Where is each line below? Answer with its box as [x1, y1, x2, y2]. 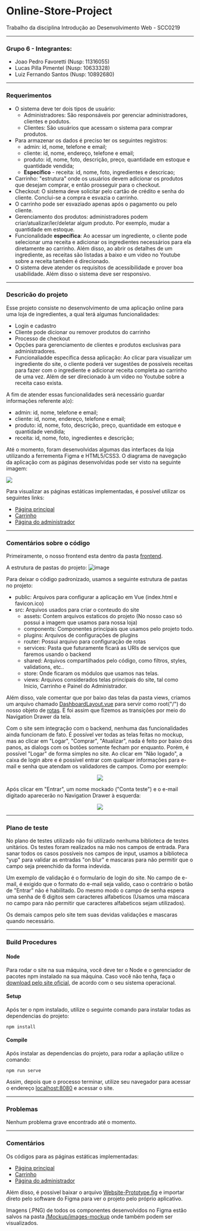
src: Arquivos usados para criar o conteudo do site [14, 606, 139, 613]
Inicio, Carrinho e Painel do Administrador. [23, 683, 128, 690]
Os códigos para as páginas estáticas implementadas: [6, 1153, 139, 1160]
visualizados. [6, 1219, 39, 1226]
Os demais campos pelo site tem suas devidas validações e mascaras [6, 911, 177, 918]
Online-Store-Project [6, 4, 112, 18]
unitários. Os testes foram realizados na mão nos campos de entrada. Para [6, 844, 189, 851]
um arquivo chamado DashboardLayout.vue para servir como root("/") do [6, 701, 186, 708]
